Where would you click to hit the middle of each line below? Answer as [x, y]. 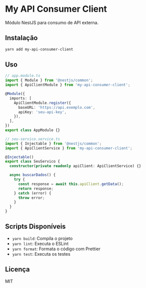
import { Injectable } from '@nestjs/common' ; [53, 144]
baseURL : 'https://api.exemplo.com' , [57, 107]
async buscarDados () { [33, 175]
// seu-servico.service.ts [33, 139]
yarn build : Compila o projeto [42, 238]
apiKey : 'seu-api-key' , [42, 112]
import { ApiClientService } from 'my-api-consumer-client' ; [69, 148]
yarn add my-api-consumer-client [39, 49]
